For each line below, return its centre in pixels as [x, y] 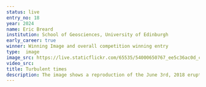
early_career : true [31, 40]
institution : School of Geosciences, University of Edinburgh [87, 35]
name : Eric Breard [30, 29]
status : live [23, 12]
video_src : [20, 63]
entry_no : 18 [23, 18]
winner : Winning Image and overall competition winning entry [87, 47]
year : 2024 [20, 23]
